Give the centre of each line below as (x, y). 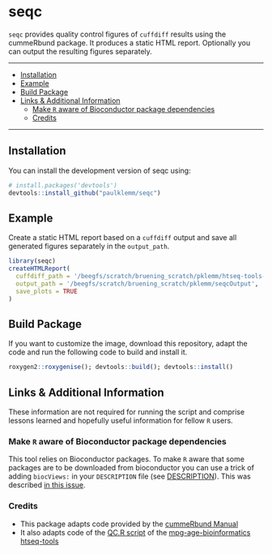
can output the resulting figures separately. (80, 51)
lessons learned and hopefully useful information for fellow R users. (121, 421)
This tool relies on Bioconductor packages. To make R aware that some (127, 459)
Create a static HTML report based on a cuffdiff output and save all (123, 238)
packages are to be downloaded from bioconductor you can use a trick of (132, 468)
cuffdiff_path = (43, 277)
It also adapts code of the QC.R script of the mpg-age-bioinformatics (135, 532)
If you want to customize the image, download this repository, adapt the (128, 344)
